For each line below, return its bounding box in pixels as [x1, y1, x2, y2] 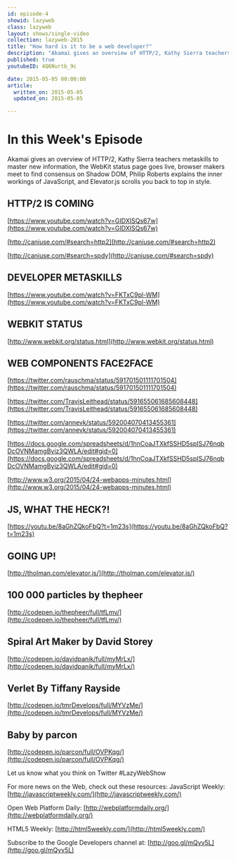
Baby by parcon [7, 729, 78, 741]
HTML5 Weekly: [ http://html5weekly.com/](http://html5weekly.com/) [7, 825, 206, 834]
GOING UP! [7, 550, 56, 562]
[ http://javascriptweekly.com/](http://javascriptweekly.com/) [7, 790, 182, 798]
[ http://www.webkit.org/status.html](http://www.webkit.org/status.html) [7, 337, 214, 345]
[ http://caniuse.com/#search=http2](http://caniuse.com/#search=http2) [7, 237, 216, 246]
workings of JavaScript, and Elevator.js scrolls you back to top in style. [7, 178, 212, 186]
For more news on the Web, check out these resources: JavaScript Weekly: [7, 783, 225, 791]
